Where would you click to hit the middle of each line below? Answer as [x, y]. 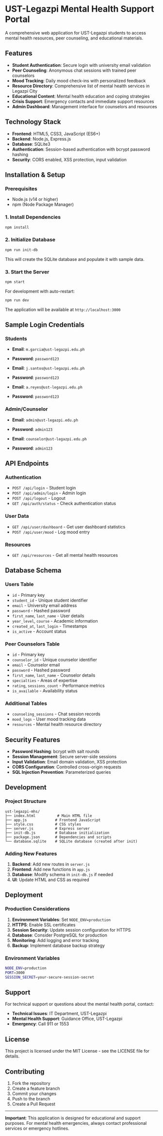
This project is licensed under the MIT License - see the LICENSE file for [77, 1051]
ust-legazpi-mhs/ [23, 811]
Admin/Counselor [26, 409]
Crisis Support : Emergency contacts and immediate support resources [83, 101]
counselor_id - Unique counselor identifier [54, 660]
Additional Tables [26, 703]
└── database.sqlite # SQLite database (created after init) [71, 841]
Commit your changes [34, 1094]
